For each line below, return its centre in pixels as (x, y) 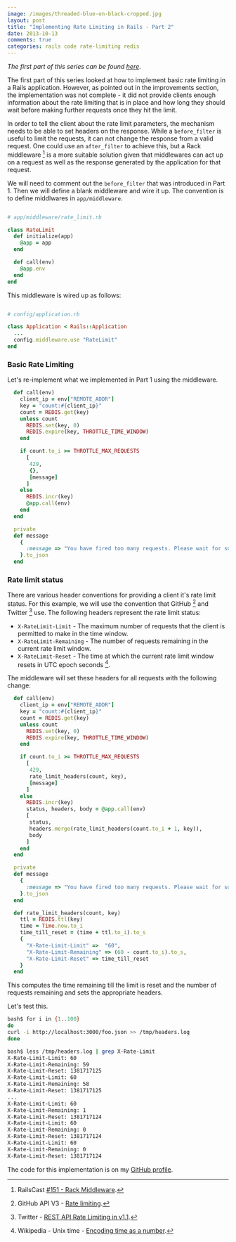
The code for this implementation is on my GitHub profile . (90, 1169)
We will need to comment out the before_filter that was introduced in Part (116, 183)
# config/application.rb (44, 314)
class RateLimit (31, 230)
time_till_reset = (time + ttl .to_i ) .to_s (83, 933)
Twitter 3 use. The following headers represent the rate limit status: (104, 612)
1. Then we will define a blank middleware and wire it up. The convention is (116, 190)
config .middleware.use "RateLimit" (66, 340)
